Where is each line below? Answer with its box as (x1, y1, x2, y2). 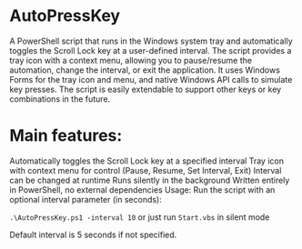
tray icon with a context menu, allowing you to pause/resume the (9, 55, 253, 65)
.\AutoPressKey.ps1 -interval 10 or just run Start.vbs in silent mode (9, 211, 270, 223)
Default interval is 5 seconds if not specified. (9, 229, 177, 240)
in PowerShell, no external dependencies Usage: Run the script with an (9, 184, 276, 195)
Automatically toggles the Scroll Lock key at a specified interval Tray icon (9, 155, 285, 166)
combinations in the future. (9, 93, 111, 105)
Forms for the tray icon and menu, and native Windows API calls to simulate (9, 74, 293, 85)
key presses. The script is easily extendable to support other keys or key (9, 84, 282, 95)
